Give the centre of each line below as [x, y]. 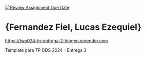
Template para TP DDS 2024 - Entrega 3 [46, 50]
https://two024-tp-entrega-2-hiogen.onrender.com [57, 40]
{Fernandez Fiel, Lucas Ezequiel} [73, 27]
